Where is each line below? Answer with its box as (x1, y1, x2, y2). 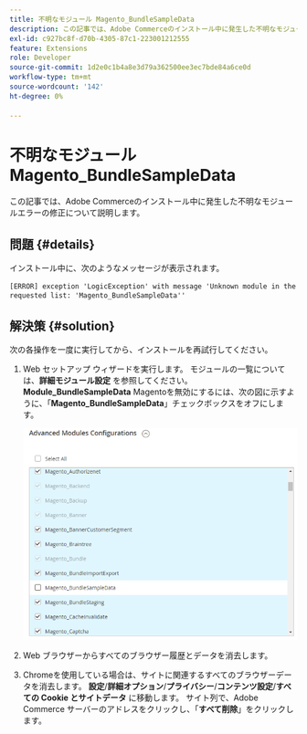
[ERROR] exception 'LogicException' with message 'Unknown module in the (9, 282, 297, 291)
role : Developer (9, 53, 71, 63)
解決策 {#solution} (9, 318, 116, 333)
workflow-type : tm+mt (9, 73, 92, 82)
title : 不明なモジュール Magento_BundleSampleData (9, 15, 195, 24)
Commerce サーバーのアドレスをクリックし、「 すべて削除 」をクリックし (22, 703, 294, 714)
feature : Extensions (9, 44, 89, 53)
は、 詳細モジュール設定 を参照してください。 (22, 375, 193, 386)
